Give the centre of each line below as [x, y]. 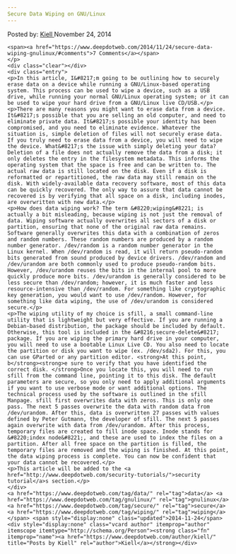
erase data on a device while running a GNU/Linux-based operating [109, 84]
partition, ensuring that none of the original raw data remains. [107, 227]
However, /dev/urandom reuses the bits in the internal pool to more [112, 270]
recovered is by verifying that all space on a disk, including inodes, [117, 196]
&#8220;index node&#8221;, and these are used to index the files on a [115, 437]
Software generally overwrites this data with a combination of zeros [113, 233]
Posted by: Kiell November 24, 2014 [59, 34]
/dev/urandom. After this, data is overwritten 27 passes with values [113, 413]
